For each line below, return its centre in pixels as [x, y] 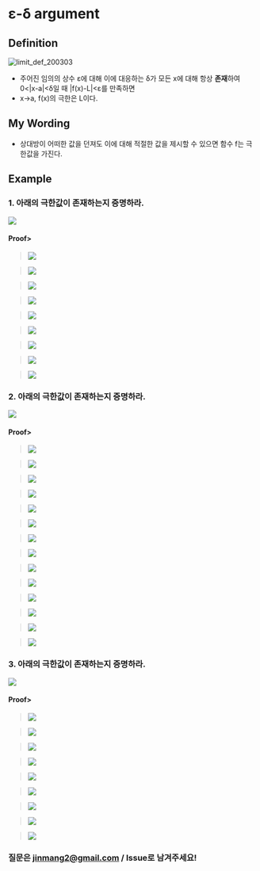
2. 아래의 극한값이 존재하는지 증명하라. [77, 396]
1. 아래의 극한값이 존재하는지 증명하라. [76, 203]
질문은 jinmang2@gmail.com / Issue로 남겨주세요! [103, 858]
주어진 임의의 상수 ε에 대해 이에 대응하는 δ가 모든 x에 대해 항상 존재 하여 [130, 78]
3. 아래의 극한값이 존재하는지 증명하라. [77, 664]
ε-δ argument [54, 14]
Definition [33, 43]
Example [30, 179]
